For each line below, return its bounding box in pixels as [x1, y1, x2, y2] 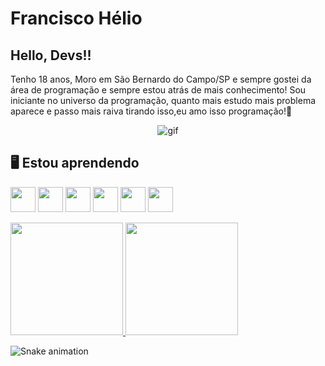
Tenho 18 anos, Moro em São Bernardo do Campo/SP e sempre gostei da [10, 73, 312, 85]
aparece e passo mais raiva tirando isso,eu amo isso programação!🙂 [10, 105, 293, 117]
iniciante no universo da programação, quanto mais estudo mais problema [10, 95, 317, 106]
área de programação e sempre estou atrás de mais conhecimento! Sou [10, 84, 307, 96]
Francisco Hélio [10, 7, 143, 30]
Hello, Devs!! [10, 47, 92, 64]
